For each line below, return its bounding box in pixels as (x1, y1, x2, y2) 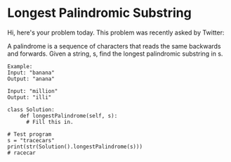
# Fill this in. (25, 118, 74, 125)
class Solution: (7, 106, 55, 113)
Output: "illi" (7, 94, 52, 101)
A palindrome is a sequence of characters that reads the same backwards (7, 42, 221, 50)
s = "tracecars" (7, 137, 55, 144)
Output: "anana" (7, 75, 55, 82)
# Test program (7, 130, 52, 138)
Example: (7, 63, 33, 70)
